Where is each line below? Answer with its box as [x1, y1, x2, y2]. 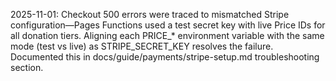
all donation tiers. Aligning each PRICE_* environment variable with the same [10, 30, 325, 41]
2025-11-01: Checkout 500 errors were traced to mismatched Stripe [10, 9, 290, 20]
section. [10, 62, 44, 73]
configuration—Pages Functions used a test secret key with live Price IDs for [10, 19, 326, 31]
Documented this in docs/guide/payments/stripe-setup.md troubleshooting [10, 51, 320, 63]
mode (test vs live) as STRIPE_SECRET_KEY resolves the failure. [10, 40, 274, 52]
